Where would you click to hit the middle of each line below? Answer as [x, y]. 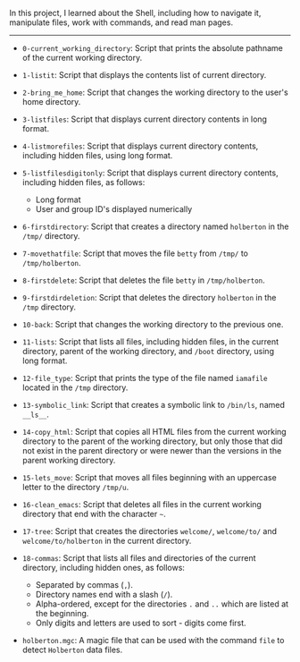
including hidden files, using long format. [97, 155]
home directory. [51, 102]
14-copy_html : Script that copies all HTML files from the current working [154, 432]
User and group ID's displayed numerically [114, 209]
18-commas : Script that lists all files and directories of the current [139, 558]
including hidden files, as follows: [83, 182]
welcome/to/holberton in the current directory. [107, 541]
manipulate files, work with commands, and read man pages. [121, 22]
